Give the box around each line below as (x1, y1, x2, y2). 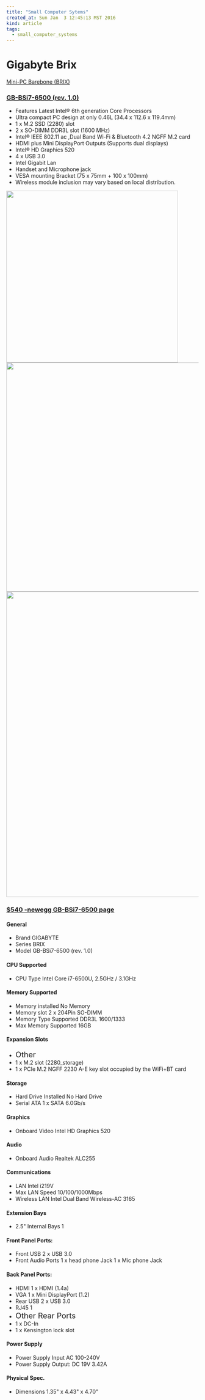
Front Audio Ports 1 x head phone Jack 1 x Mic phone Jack (15, 1256, 163, 1264)
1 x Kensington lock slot (15, 1326, 75, 1333)
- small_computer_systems (12, 32, 78, 38)
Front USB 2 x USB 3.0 (15, 1250, 72, 1258)
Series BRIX (15, 941, 45, 948)
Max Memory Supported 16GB (15, 1021, 92, 1029)
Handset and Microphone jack (15, 166, 92, 173)
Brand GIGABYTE (15, 934, 59, 941)
